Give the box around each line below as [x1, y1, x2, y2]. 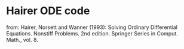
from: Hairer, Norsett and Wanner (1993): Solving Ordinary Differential [6, 24, 178, 31]
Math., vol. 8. [6, 36, 39, 43]
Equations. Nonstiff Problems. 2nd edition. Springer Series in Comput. [6, 30, 178, 37]
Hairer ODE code [6, 4, 90, 18]
